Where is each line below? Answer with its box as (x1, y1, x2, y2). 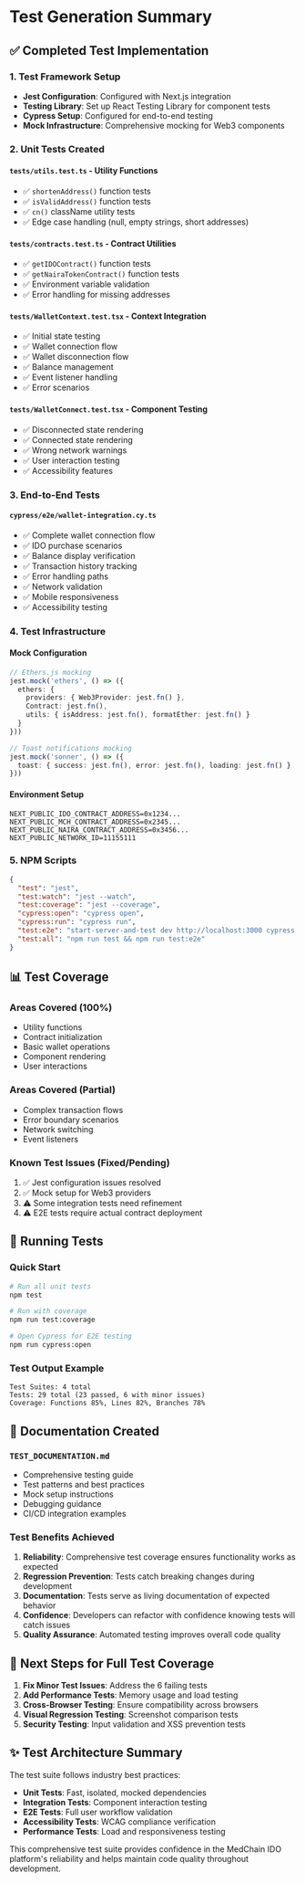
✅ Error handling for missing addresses (22, 289, 171, 300)
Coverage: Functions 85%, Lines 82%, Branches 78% (9, 1399, 206, 1408)
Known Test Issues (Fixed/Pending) (9, 1156, 170, 1169)
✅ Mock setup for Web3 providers (22, 1187, 152, 1198)
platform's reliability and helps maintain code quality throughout (9, 1853, 249, 1864)
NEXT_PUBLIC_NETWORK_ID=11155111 (9, 833, 137, 842)
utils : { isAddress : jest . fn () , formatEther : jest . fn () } (25, 710, 250, 720)
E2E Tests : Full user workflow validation (22, 1806, 173, 1817)
